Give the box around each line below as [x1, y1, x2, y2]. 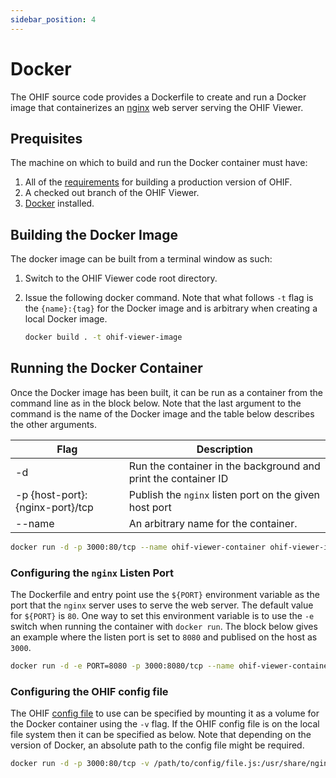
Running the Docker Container [10, 360, 203, 377]
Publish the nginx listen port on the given [128, 487, 321, 501]
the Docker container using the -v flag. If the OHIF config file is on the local [10, 718, 320, 730]
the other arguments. [10, 418, 97, 430]
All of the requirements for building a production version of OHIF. [24, 176, 293, 188]
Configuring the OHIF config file [10, 684, 169, 698]
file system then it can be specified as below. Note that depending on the [10, 729, 312, 741]
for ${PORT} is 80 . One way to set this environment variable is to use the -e [10, 610, 315, 622]
